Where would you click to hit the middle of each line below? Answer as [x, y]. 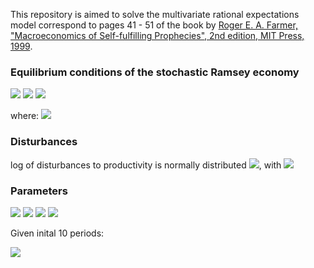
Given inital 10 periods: [57, 233]
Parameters [39, 191]
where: [25, 116]
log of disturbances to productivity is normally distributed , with [146, 165]
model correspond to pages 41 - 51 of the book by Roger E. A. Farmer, [154, 25]
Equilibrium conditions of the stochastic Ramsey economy [155, 72]
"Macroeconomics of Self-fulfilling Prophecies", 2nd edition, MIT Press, [157, 35]
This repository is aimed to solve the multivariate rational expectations [155, 14]
